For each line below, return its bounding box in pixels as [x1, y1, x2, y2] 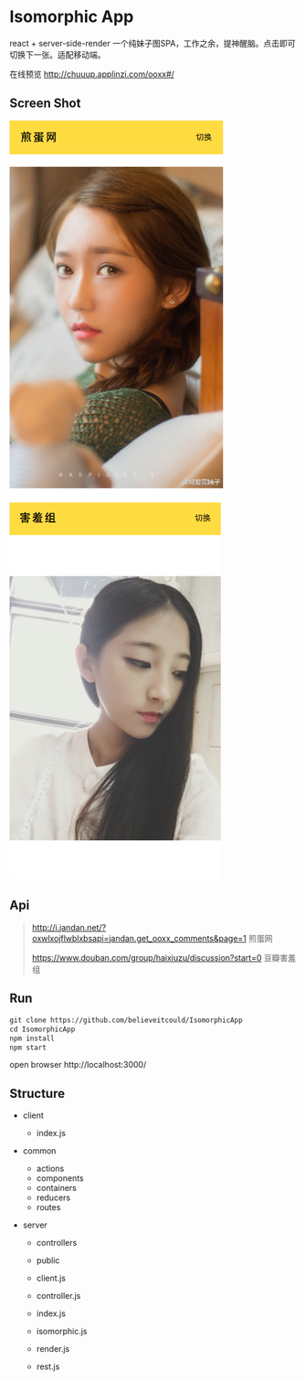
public [36, 1255, 60, 1266]
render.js [36, 1344, 70, 1355]
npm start [9, 1043, 47, 1052]
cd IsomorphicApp [9, 1025, 76, 1034]
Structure [9, 1085, 66, 1102]
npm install [9, 1034, 55, 1043]
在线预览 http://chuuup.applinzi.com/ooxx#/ [9, 69, 175, 79]
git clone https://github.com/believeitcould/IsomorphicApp [9, 1016, 244, 1025]
